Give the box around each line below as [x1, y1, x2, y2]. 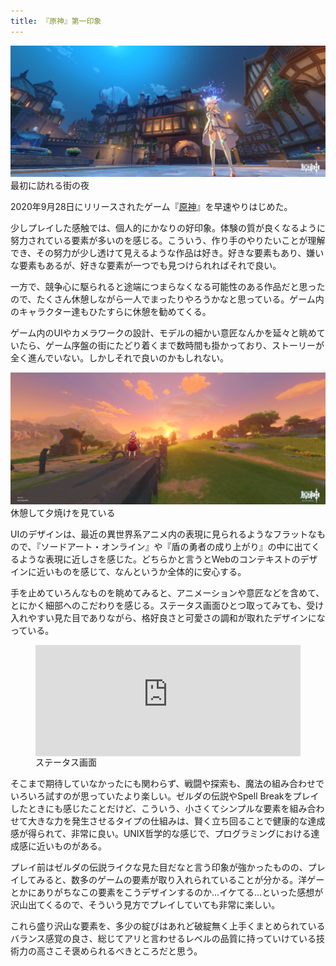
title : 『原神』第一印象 [10, 16, 102, 26]
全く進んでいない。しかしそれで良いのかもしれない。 [10, 352, 229, 364]
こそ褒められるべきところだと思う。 [53, 945, 203, 957]
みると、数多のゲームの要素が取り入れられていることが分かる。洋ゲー [36, 874, 325, 886]
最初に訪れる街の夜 [10, 180, 90, 192]
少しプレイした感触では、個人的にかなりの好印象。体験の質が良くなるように [10, 222, 326, 234]
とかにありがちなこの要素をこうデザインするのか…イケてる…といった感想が [10, 886, 324, 899]
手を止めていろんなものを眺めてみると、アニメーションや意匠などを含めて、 [10, 586, 325, 599]
